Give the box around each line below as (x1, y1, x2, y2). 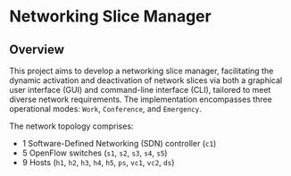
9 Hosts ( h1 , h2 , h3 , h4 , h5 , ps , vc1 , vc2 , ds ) (21, 157, 175, 167)
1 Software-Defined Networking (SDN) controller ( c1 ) (21, 138, 217, 148)
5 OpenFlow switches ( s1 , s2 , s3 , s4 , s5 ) (21, 147, 168, 158)
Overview (9, 42, 65, 57)
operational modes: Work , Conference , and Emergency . (9, 104, 203, 113)
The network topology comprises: (9, 121, 134, 131)
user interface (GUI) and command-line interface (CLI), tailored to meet (9, 85, 271, 95)
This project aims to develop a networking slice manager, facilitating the (9, 65, 274, 76)
